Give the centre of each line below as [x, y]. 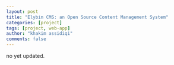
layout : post [22, 12]
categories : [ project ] [34, 22]
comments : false [26, 39]
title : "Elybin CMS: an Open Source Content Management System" [87, 17]
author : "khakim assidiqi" [39, 34]
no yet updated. [26, 56]
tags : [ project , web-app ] [38, 28]
